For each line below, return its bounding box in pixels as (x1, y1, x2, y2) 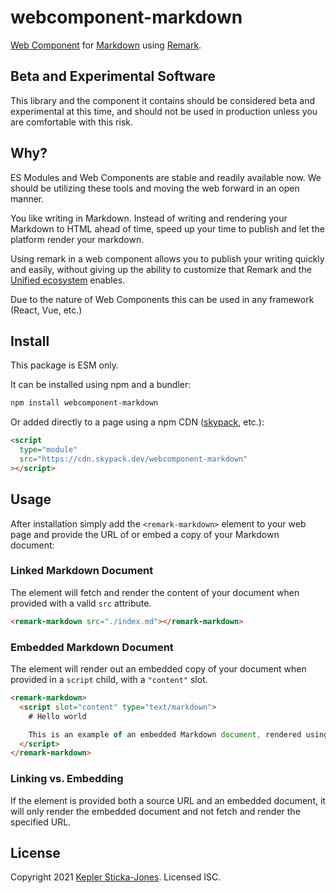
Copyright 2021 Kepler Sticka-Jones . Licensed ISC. (10, 871, 222, 883)
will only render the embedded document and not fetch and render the (10, 805, 301, 817)
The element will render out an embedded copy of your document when (10, 663, 307, 675)
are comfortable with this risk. (10, 116, 134, 128)
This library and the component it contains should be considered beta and (10, 94, 316, 106)
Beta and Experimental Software (10, 68, 217, 85)
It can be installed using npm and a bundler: (10, 379, 192, 391)
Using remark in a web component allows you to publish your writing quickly (10, 252, 325, 265)
